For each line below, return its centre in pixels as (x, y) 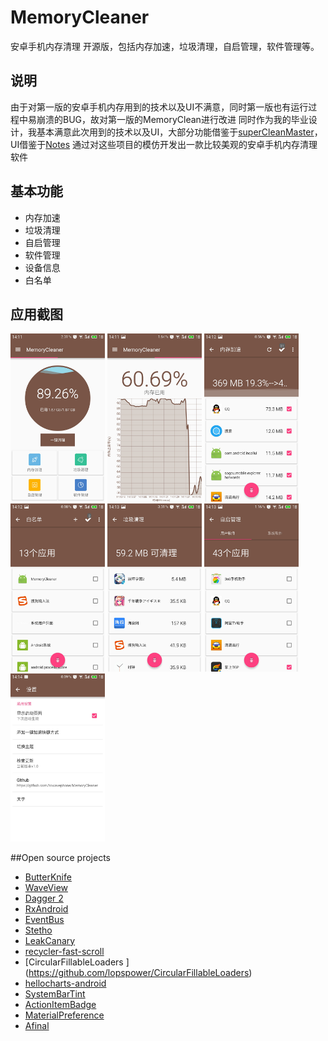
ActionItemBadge (60, 1004)
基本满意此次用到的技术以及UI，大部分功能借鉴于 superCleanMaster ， (179, 132)
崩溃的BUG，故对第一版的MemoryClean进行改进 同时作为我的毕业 (172, 119)
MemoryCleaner (80, 17)
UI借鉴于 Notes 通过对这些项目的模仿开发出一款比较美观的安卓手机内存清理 (164, 144)
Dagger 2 (44, 898)
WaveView (46, 887)
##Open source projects (60, 857)
